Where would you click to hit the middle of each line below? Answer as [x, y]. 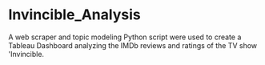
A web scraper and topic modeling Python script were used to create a [125, 37]
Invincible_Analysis [75, 15]
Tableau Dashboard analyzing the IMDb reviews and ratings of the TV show [133, 45]
